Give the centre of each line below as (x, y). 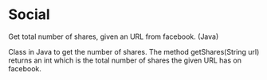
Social (29, 15)
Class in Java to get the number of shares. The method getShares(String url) (134, 51)
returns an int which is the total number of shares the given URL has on (125, 60)
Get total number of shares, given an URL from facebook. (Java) (114, 36)
